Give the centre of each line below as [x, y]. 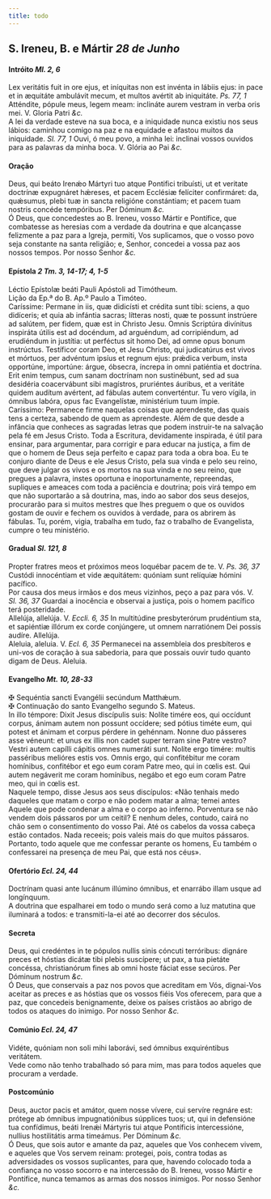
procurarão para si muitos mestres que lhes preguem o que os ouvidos [127, 504]
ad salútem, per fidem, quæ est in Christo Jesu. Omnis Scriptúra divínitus [130, 324]
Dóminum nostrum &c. [46, 977]
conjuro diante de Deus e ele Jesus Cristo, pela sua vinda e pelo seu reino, [133, 461]
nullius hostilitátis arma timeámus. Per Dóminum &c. [95, 1135]
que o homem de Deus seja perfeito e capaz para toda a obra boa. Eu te [129, 452]
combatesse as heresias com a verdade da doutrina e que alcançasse [125, 227]
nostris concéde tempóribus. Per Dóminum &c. [86, 210]
